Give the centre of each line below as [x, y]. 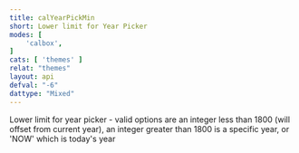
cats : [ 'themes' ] [46, 60]
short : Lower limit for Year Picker [78, 26]
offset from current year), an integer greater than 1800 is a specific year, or [149, 129]
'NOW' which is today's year [63, 139]
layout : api [32, 77]
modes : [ [26, 34]
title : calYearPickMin [52, 18]
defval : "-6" [34, 85]
